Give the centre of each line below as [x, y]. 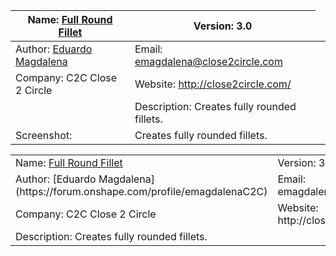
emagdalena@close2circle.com [208, 61]
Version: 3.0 [223, 26]
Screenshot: [44, 135]
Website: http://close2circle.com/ [213, 84]
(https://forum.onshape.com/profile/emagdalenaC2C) [141, 191]
